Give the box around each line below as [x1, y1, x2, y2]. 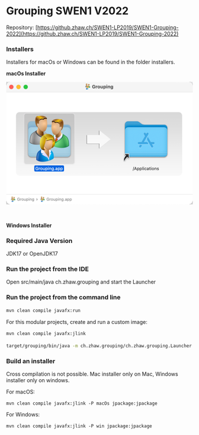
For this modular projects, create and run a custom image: [6, 318, 148, 325]
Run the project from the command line [6, 293, 121, 301]
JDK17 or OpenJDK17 [6, 250, 58, 257]
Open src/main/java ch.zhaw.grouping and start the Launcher [6, 278, 156, 286]
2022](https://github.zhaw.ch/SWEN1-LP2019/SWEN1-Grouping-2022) [6, 30, 179, 37]
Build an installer [6, 357, 56, 365]
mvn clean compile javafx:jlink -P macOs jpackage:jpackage [6, 401, 158, 406]
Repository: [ [6, 24, 37, 31]
